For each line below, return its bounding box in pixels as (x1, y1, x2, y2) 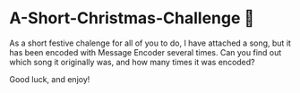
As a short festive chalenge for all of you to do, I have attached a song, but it (9, 38, 291, 48)
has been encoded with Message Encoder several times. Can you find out (9, 46, 282, 57)
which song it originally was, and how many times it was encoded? (9, 56, 255, 67)
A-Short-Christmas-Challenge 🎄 (9, 8, 255, 29)
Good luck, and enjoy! (9, 73, 90, 84)
